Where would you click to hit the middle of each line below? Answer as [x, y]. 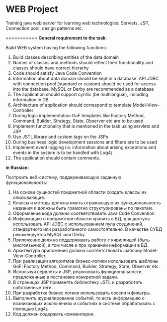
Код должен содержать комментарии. [54, 314]
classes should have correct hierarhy [51, 68]
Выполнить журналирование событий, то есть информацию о [79, 298]
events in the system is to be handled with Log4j [62, 153]
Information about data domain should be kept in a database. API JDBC [86, 78]
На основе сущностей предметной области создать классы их [80, 192]
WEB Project [32, 9]
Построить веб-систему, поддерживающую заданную [64, 177]
